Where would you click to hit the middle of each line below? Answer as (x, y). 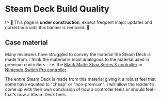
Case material (26, 43)
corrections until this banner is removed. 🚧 (47, 27)
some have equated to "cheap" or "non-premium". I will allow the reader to (80, 84)
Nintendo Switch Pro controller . (36, 70)
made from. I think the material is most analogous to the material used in (77, 59)
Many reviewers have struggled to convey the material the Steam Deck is (78, 54)
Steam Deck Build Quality (57, 9)
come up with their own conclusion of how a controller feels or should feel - (81, 89)
